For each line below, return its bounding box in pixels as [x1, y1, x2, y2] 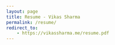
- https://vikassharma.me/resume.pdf [17, 30, 110, 36]
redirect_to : [6, 25, 38, 31]
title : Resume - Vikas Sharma [6, 14, 81, 20]
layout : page [6, 8, 38, 15]
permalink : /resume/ [6, 19, 57, 25]
